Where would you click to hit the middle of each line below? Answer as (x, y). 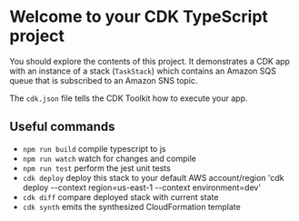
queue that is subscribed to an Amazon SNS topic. (104, 80)
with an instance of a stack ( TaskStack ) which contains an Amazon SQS (143, 71)
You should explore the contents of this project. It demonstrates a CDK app (150, 61)
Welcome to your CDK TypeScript (139, 17)
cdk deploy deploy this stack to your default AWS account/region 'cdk (153, 177)
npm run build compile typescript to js (94, 148)
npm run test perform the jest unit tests (96, 168)
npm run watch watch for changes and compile (110, 158)
